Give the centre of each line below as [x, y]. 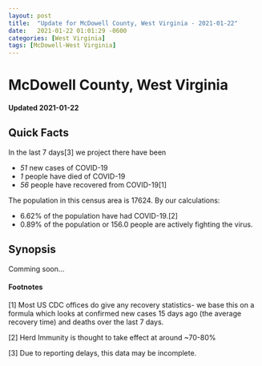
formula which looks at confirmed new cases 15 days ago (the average [125, 313]
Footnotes [26, 287]
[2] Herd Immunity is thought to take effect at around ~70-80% [112, 337]
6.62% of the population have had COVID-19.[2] [99, 215]
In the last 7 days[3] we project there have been [87, 152]
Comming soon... [36, 268]
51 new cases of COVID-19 [64, 167]
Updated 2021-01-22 [44, 107]
